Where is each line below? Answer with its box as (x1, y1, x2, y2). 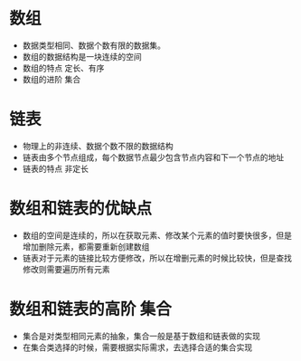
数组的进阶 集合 (22, 73, 81, 84)
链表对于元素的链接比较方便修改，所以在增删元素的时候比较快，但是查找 (22, 252, 292, 263)
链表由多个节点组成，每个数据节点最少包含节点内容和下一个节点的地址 (22, 151, 285, 163)
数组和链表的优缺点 (9, 198, 153, 219)
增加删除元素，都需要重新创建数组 (22, 241, 150, 252)
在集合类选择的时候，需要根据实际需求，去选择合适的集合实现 (22, 341, 253, 353)
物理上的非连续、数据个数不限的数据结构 (22, 140, 174, 151)
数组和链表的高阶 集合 (9, 299, 172, 319)
